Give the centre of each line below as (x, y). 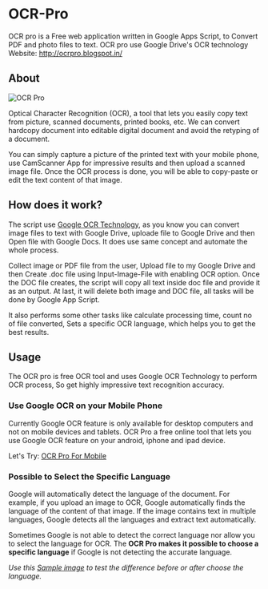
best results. (29, 332)
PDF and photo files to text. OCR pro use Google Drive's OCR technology (128, 44)
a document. (29, 139)
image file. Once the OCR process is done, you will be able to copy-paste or (133, 171)
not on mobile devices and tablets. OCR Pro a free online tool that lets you (130, 432)
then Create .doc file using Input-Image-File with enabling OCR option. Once (134, 274)
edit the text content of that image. (65, 180)
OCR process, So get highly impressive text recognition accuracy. (116, 385)
